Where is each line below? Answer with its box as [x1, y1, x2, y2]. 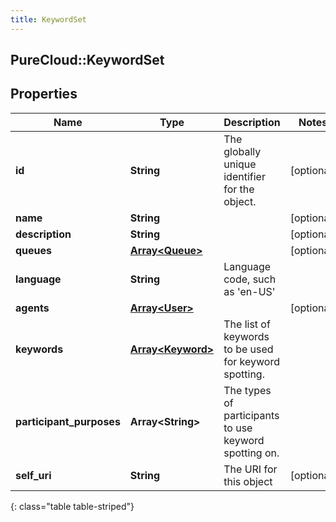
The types [223, 383, 272, 397]
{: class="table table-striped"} [10, 500, 135, 512]
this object [223, 474, 273, 488]
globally [223, 144, 262, 158]
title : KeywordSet [10, 14, 87, 25]
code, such [223, 272, 277, 286]
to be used [223, 342, 274, 356]
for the [223, 182, 255, 196]
